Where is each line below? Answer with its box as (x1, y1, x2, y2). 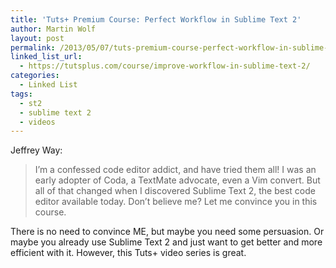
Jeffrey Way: (10, 144, 63, 156)
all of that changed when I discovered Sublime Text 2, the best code (34, 185, 316, 197)
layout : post (10, 33, 65, 43)
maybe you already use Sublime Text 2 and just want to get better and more (10, 236, 323, 248)
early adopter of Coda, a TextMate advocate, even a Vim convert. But (34, 174, 321, 186)
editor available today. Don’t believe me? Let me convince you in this (34, 196, 318, 208)
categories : (10, 71, 60, 81)
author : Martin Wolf (10, 24, 97, 34)
